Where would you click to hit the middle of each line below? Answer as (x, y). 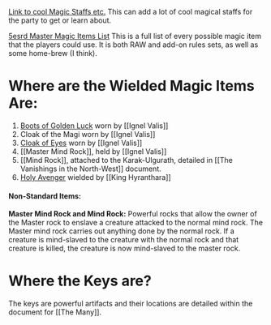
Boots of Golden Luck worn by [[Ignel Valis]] (94, 126)
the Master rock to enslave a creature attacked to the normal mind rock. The (136, 223)
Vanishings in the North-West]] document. (91, 169)
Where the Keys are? (80, 281)
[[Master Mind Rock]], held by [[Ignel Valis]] (93, 151)
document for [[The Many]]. (55, 312)
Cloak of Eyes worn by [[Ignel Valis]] (81, 143)
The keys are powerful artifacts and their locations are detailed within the (131, 304)
